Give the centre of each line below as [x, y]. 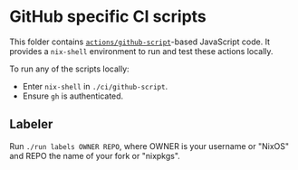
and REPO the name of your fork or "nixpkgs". [95, 156]
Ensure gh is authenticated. [73, 96]
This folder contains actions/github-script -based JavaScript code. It [139, 42]
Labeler [31, 124]
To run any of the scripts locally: [69, 69]
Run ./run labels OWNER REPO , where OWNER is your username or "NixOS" [149, 146]
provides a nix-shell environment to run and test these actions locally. [141, 51]
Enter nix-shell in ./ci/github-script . [95, 86]
